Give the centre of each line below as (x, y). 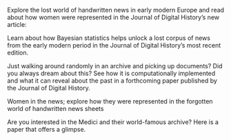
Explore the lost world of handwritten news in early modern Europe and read (116, 10)
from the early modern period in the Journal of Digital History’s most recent (114, 45)
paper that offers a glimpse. (47, 129)
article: (17, 24)
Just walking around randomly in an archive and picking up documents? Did (115, 66)
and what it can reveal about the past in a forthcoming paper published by (112, 81)
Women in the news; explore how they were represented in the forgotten (110, 101)
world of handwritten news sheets (56, 109)
